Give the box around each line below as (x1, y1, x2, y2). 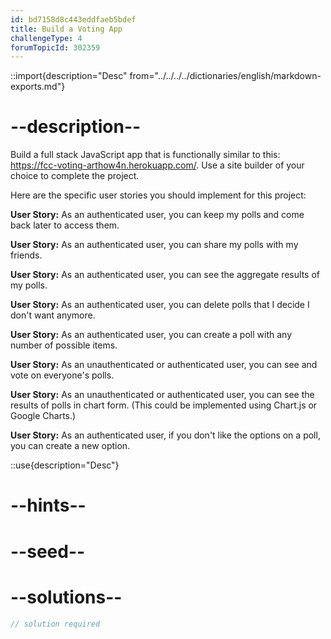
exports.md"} (10, 81, 66, 93)
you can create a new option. (10, 440, 131, 452)
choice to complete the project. (10, 170, 140, 182)
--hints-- (10, 494, 87, 517)
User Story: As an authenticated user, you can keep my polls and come (10, 209, 305, 221)
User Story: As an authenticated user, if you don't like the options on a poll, (10, 429, 321, 441)
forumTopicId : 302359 (10, 42, 101, 53)
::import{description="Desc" (10, 70, 128, 82)
